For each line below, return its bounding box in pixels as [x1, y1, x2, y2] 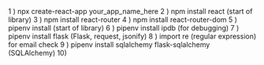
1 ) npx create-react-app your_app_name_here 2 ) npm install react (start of [8, 7, 253, 16]
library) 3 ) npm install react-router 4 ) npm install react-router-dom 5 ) [8, 15, 238, 24]
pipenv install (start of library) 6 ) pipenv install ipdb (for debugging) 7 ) [8, 23, 240, 32]
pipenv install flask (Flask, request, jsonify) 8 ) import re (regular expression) [8, 31, 257, 41]
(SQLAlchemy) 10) [8, 49, 67, 57]
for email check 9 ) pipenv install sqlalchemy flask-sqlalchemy [8, 40, 210, 49]
